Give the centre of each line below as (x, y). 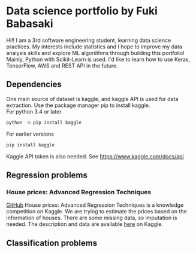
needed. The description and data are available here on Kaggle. (85, 224)
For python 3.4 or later (34, 111)
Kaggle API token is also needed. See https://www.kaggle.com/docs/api (95, 156)
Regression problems (47, 175)
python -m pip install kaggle (44, 123)
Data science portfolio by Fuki (82, 11)
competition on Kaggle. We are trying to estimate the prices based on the (97, 212)
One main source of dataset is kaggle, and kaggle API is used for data (92, 99)
